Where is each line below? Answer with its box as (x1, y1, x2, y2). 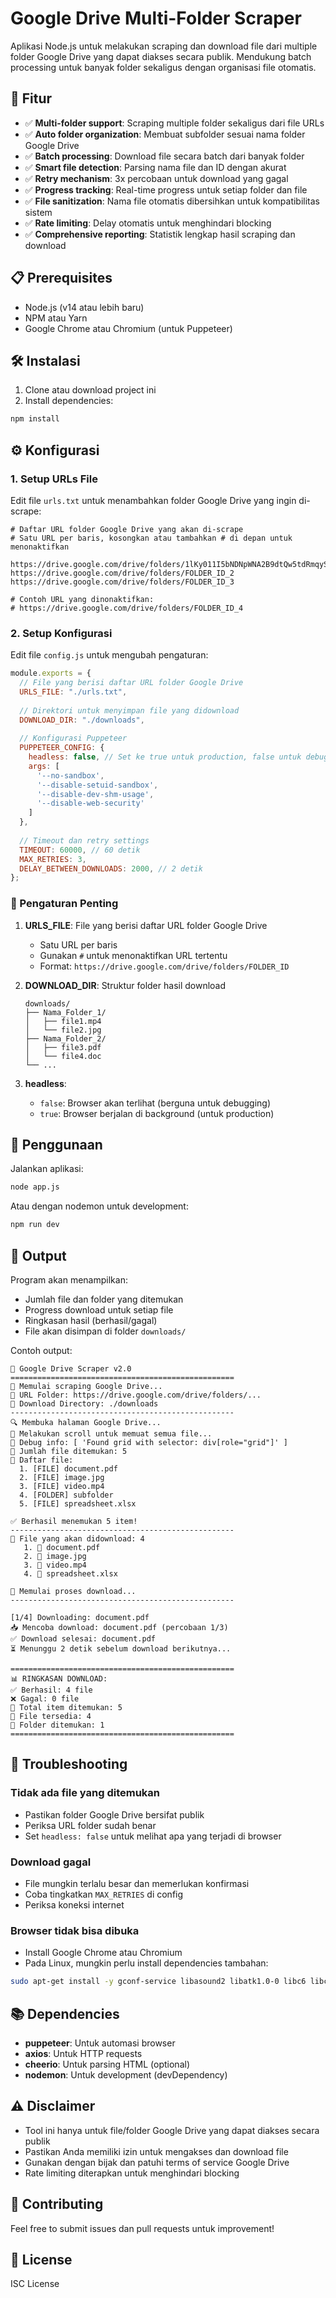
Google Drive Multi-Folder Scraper (10, 7, 302, 30)
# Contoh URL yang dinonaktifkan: (10, 594, 155, 604)
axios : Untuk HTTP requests (24, 2048, 143, 2059)
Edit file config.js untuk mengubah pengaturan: (10, 649, 209, 661)
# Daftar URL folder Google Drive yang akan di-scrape (10, 524, 244, 534)
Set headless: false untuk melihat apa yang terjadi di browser (24, 1830, 282, 1842)
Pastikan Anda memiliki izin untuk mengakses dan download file (24, 2145, 289, 2157)
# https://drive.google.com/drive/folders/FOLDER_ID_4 (10, 603, 244, 613)
